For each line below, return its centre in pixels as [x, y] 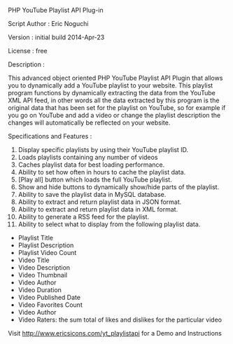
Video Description [44, 268]
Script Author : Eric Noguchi [48, 23]
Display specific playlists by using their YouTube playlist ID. [103, 150]
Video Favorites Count [50, 305]
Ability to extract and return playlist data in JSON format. [100, 202]
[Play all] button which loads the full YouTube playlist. [95, 179]
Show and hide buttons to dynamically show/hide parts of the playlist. [119, 187]
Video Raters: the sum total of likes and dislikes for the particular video [120, 319]
